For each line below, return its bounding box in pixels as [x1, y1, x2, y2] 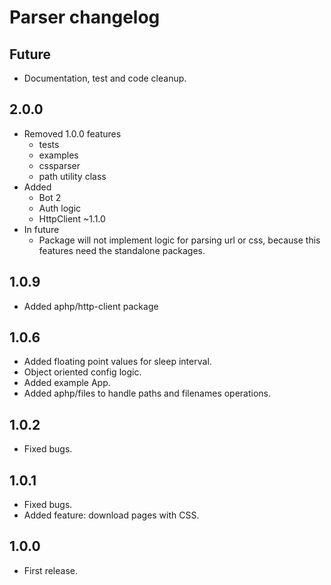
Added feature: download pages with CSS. [23, 509, 200, 521]
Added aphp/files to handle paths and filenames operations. [23, 387, 272, 400]
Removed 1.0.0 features [23, 127, 122, 140]
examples [38, 149, 79, 161]
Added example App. [23, 377, 111, 389]
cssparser [38, 159, 81, 171]
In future [23, 223, 60, 235]
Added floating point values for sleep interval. [23, 356, 212, 368]
